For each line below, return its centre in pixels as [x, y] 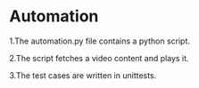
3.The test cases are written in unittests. [83, 75]
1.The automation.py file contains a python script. [99, 41]
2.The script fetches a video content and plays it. [99, 58]
